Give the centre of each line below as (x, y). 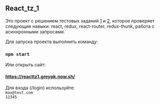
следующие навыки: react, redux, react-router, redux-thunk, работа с (80, 26)
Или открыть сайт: (26, 65)
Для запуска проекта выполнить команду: (52, 41)
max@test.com (19, 93)
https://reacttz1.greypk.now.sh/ (40, 76)
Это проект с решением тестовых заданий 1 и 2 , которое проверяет (80, 20)
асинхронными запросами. (35, 32)
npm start (17, 54)
